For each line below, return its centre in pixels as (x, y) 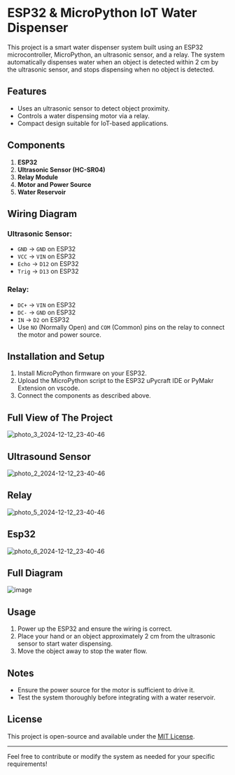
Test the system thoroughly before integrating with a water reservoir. (116, 697)
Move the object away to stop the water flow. (82, 651)
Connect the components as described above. (84, 396)
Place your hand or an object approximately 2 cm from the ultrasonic (116, 636)
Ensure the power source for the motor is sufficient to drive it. (106, 690)
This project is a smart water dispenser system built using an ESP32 (105, 47)
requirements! (27, 764)
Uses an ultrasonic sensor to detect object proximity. (93, 108)
